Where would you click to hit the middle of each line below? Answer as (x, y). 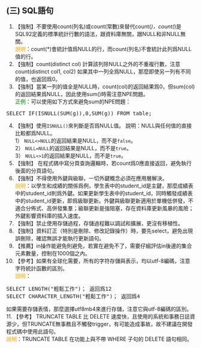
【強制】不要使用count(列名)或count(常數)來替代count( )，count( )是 (98, 26)
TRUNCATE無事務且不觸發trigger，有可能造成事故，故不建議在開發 (110, 324)
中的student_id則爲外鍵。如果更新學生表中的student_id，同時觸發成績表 (104, 193)
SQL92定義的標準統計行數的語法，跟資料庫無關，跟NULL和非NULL (98, 34)
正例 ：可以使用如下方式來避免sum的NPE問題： (73, 102)
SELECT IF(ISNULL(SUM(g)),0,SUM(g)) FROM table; (79, 113)
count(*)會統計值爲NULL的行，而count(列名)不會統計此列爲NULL (111, 49)
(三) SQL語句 (30, 11)
